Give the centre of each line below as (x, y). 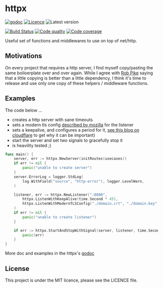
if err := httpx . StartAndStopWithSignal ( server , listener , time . (81, 230)
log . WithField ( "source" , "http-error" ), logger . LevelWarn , (83, 181)
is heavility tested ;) (32, 145)
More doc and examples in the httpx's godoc (50, 254)
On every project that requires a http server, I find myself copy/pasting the (79, 68)
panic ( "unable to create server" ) (57, 168)
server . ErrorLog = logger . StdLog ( (49, 177)
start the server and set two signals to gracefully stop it (67, 140)
